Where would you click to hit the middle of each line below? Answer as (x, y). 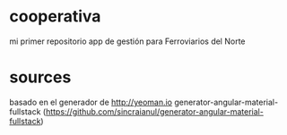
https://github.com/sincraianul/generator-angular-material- (155, 111)
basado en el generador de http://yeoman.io (91, 102)
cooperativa (55, 17)
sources (40, 77)
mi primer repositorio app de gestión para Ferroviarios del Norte (127, 41)
